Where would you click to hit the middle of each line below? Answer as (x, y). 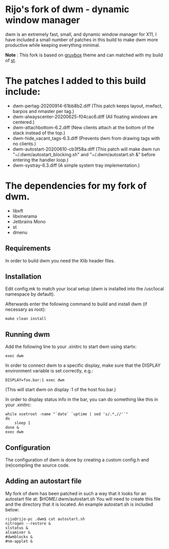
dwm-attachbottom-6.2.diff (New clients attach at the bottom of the (83, 127)
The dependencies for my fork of (76, 186)
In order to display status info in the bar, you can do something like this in (82, 399)
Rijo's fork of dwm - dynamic (67, 9)
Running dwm (28, 334)
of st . (11, 60)
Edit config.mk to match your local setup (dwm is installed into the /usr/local (84, 289)
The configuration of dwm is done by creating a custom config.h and (77, 460)
